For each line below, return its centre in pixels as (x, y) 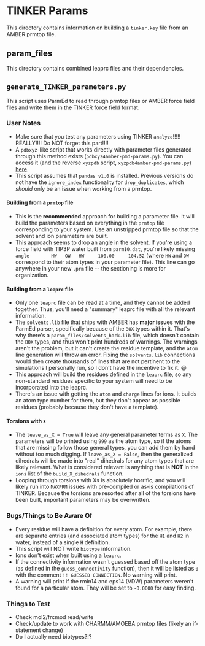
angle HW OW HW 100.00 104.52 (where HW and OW (102, 256)
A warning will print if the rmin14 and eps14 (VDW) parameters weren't (104, 581)
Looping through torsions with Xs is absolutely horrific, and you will (100, 480)
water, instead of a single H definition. (63, 542)
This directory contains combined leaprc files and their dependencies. (95, 68)
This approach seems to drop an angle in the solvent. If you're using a (103, 242)
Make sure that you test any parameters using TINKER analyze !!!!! (98, 136)
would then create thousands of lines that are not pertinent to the (98, 361)
